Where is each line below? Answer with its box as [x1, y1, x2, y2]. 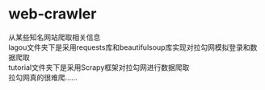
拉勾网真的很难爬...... [8, 72, 78, 82]
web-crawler [8, 5, 97, 23]
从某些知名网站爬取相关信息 [8, 32, 101, 42]
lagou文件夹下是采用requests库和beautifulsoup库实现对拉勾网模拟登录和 [8, 42, 250, 52]
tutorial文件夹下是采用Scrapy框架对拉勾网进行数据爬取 [8, 62, 190, 72]
